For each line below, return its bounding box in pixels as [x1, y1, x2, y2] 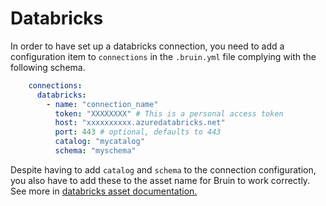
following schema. [10, 61, 86, 73]
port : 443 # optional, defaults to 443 [54, 127, 222, 137]
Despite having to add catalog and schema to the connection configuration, [10, 163, 317, 176]
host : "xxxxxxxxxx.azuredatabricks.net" [54, 118, 226, 128]
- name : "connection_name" [46, 99, 159, 109]
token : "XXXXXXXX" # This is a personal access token [54, 108, 284, 119]
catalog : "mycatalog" [54, 137, 145, 147]
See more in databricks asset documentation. [10, 185, 198, 197]
